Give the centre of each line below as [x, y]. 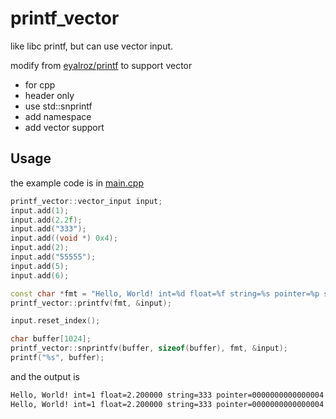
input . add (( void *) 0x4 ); [64, 238]
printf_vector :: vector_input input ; [86, 201]
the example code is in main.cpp [77, 183]
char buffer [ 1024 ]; [51, 339]
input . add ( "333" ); [48, 229]
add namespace [58, 116]
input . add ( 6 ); [40, 275]
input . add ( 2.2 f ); [46, 220]
